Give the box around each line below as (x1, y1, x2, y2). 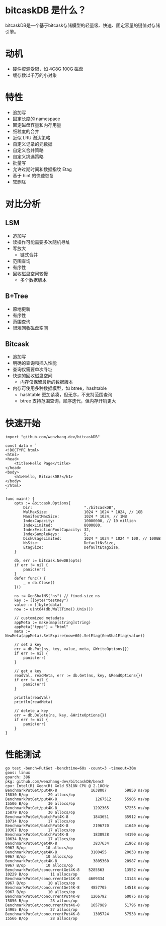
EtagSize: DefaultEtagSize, (23, 545, 121, 550)
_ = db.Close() (23, 580, 55, 586)
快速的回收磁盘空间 (12, 373, 53, 379)
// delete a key (14, 708, 49, 713)
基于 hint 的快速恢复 (12, 172, 54, 178)
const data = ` (5, 443, 37, 448)
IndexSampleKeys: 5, (23, 532, 89, 537)
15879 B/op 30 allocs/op (5, 810, 75, 815)
